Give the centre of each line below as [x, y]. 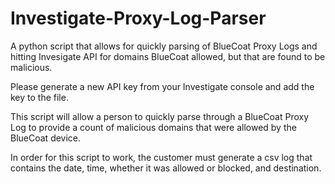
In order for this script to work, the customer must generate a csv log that [161, 157]
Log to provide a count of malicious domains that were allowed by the [153, 127]
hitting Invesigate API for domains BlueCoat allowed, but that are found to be [168, 56]
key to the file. [39, 97]
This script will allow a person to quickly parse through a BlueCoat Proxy [160, 116]
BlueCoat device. [46, 138]
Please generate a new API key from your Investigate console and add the [162, 86]
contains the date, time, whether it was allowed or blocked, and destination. [166, 168]
